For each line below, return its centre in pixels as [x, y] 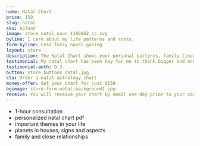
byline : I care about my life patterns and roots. [70, 39]
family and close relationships [51, 137]
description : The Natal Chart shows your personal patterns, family [93, 56]
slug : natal [21, 23]
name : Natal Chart [29, 12]
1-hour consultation [39, 111]
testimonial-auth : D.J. [36, 67]
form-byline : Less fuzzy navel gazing [54, 45]
